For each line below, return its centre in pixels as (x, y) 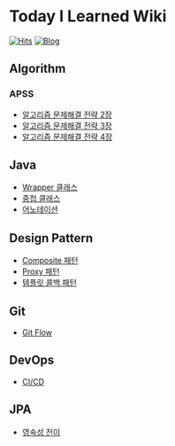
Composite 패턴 (50, 261)
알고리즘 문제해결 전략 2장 (67, 114)
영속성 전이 (41, 432)
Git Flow (37, 333)
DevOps (32, 360)
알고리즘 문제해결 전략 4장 (67, 137)
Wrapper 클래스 (49, 187)
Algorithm (38, 69)
